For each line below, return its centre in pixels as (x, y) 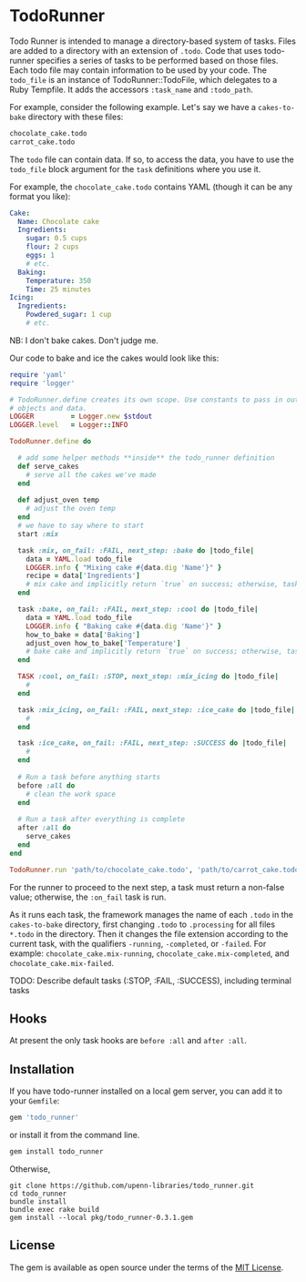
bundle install (38, 1201)
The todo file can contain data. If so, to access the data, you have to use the (152, 159)
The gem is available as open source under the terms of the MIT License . (147, 1267)
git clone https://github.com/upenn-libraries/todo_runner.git (132, 1185)
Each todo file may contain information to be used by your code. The (138, 70)
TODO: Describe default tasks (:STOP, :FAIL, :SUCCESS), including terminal (150, 981)
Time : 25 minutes (59, 289)
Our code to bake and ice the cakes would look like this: (114, 358)
